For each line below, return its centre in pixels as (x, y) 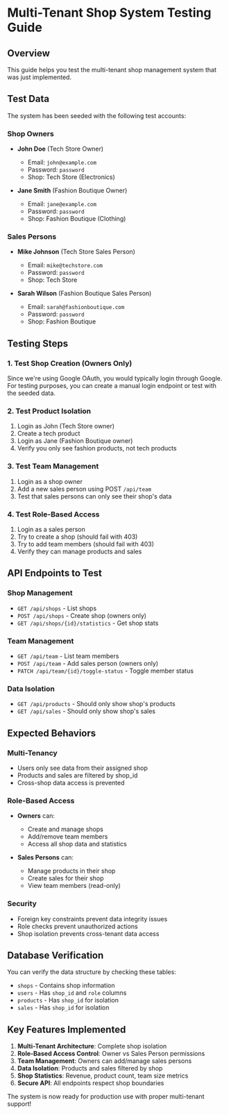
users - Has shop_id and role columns (72, 993)
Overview (29, 53)
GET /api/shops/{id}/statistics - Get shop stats (88, 623)
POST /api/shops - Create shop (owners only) (82, 615)
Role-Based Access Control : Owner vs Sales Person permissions (111, 1054)
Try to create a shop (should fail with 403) (77, 537)
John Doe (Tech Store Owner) (60, 149)
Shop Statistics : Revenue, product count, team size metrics (103, 1076)
